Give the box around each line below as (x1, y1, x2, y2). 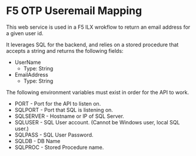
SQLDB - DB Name (14, 137, 61, 144)
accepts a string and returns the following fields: (6, 47, 124, 54)
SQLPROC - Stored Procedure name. (14, 144, 104, 151)
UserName (14, 59, 41, 66)
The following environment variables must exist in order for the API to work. (6, 89, 190, 96)
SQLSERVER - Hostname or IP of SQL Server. (14, 113, 125, 120)
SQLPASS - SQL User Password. (14, 131, 94, 138)
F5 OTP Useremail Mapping (6, 4, 142, 18)
